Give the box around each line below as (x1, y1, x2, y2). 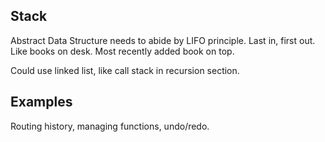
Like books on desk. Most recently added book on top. (10, 45, 235, 57)
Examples (10, 94, 73, 111)
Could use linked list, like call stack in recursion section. (10, 64, 240, 76)
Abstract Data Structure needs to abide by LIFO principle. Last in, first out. (10, 34, 316, 46)
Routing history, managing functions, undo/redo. (10, 120, 210, 132)
